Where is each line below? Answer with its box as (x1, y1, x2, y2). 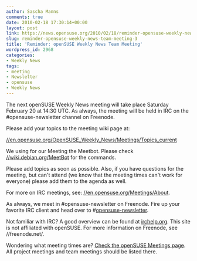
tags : (6, 63, 19, 69)
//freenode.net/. (6, 230, 45, 238)
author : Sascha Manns (6, 8, 59, 15)
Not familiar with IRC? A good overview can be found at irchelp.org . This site (6, 218, 191, 225)
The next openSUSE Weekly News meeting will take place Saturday (6, 101, 169, 108)
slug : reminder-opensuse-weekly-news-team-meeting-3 (6, 36, 138, 42)
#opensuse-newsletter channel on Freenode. (6, 113, 116, 120)
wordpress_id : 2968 (6, 47, 54, 53)
